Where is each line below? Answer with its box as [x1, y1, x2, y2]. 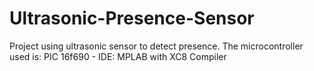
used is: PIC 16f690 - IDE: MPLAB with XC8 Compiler [9, 50, 227, 62]
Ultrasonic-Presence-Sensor [9, 7, 255, 30]
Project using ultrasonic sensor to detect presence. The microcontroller [9, 40, 304, 52]
